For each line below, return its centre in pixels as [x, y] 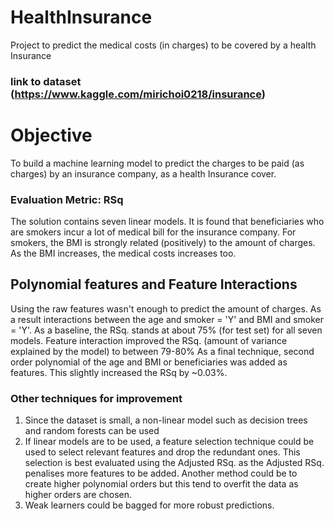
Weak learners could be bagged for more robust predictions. [149, 505]
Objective [51, 135]
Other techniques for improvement [96, 398]
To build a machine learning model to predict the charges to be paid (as [157, 163]
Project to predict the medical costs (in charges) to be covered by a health [163, 45]
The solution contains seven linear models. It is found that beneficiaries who [167, 222]
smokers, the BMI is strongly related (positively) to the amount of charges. [163, 243]
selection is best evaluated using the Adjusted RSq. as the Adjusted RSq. [174, 463]
